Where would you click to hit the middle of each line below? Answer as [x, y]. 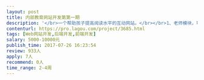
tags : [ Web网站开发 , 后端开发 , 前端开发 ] [51, 34]
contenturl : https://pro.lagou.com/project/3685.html [76, 29]
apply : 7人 [20, 57]
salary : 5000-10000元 [33, 40]
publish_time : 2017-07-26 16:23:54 [51, 46]
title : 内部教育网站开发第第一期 [43, 17]
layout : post [23, 12]
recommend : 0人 [25, 62]
